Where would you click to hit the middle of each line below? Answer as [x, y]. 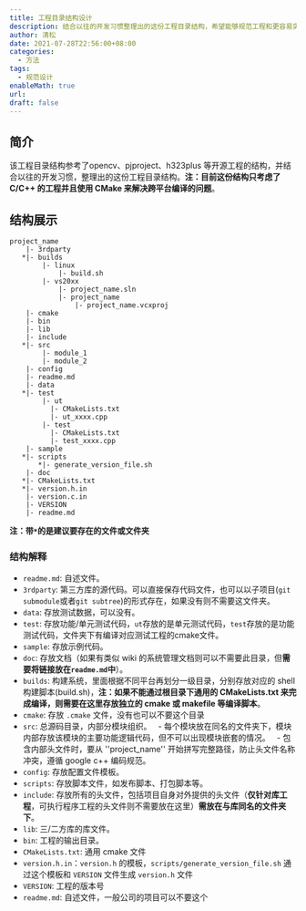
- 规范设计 [36, 78]
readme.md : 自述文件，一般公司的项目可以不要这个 [115, 897]
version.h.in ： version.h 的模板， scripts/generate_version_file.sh [152, 864]
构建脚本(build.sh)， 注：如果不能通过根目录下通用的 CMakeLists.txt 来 [155, 692]
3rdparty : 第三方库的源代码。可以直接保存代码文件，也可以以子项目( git [157, 590]
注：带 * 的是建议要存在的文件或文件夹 [80, 531]
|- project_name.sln [97, 289]
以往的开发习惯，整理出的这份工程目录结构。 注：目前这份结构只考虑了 [148, 177]
